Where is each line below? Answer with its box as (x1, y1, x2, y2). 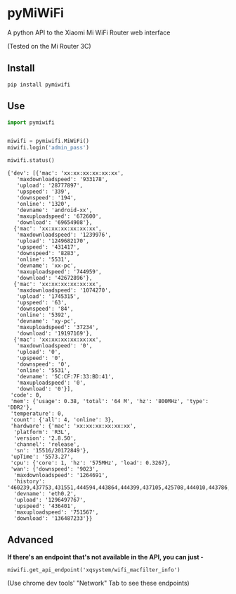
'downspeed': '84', (16, 305, 74, 313)
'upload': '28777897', (16, 182, 83, 190)
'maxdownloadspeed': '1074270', (16, 287, 112, 294)
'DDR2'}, (7, 404, 33, 412)
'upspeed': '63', (16, 299, 68, 307)
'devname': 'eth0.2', (13, 490, 77, 497)
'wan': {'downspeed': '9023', (10, 466, 99, 473)
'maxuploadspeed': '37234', (16, 324, 99, 331)
